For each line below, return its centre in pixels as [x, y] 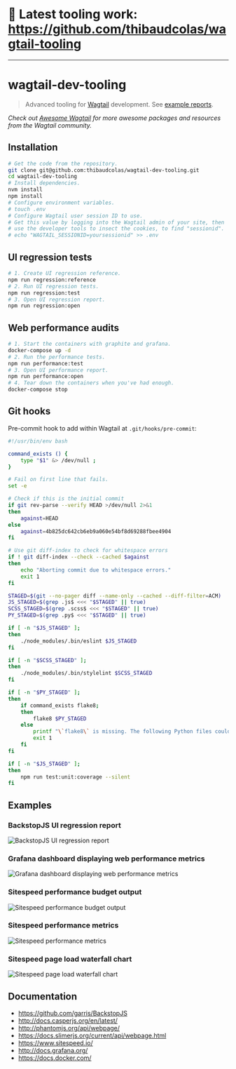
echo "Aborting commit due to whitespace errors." [96, 570]
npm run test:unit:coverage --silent [76, 777]
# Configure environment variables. [61, 203]
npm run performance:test [46, 363]
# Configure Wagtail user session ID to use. [75, 216]
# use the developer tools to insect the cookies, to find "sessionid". [116, 229]
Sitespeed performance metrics [63, 925]
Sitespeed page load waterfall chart [70, 959]
